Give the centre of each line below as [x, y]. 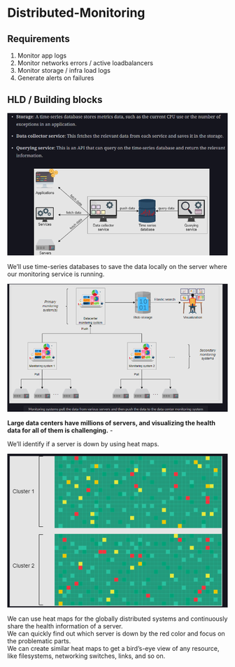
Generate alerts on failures [56, 78]
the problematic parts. [39, 641]
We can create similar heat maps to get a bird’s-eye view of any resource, [113, 648]
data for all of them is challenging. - [60, 431]
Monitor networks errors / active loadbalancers [85, 63]
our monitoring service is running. [56, 274]
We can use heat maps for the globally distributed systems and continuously [117, 619]
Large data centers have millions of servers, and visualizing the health [111, 423]
